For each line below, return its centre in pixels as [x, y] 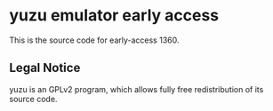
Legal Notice [45, 68]
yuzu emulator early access [114, 16]
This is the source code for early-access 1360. [94, 40]
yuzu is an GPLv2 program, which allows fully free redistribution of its [136, 89]
